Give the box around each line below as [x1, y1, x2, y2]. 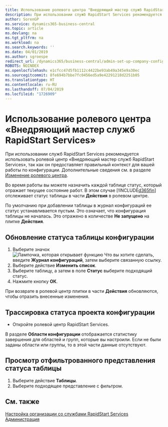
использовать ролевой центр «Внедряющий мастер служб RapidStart [5, 156, 154, 162]
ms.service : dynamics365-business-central [5, 21, 95, 27]
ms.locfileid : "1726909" [5, 91, 57, 96]
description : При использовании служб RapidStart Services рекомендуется [5, 12, 162, 17]
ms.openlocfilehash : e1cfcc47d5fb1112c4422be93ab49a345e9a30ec [5, 68, 140, 73]
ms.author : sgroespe [5, 54, 48, 59]
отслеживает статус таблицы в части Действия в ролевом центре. [5, 193, 149, 199]
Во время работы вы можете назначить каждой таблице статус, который [5, 182, 162, 188]
